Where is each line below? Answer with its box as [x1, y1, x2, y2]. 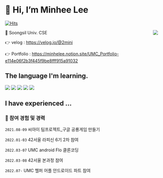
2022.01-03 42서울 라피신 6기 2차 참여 [5, 137, 79, 143]
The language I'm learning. [5, 72, 88, 80]
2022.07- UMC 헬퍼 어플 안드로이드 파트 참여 [5, 168, 91, 174]
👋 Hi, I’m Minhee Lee [5, 4, 89, 15]
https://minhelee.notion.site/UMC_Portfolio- [32, 51, 119, 57]
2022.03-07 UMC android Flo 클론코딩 [5, 147, 79, 153]
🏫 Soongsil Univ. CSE [5, 30, 48, 35]
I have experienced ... [5, 99, 72, 108]
